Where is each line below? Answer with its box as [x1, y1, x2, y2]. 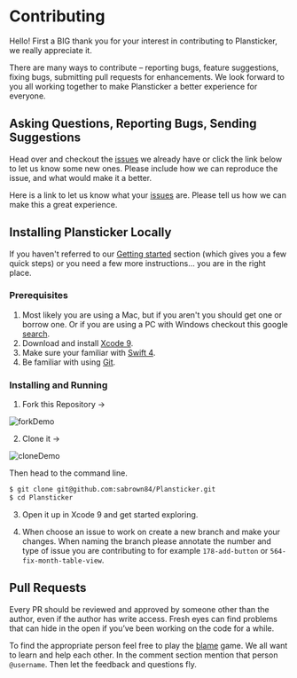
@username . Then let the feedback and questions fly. [9, 658, 197, 669]
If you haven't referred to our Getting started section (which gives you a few [9, 248, 287, 259]
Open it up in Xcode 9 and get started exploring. [21, 508, 199, 520]
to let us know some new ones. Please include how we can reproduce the [9, 162, 278, 174]
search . [21, 328, 51, 339]
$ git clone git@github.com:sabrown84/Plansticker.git [9, 485, 216, 494]
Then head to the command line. [9, 468, 129, 478]
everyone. [9, 91, 46, 101]
